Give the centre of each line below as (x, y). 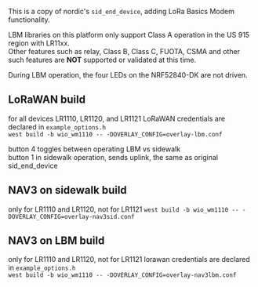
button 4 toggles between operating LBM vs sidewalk (94, 149)
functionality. (29, 20)
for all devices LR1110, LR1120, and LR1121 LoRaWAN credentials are (117, 118)
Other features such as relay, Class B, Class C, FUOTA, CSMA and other (124, 51)
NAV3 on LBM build (56, 241)
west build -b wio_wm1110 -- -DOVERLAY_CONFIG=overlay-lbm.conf (115, 134)
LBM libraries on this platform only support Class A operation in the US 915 (129, 35)
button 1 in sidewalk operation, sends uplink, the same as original (113, 157)
